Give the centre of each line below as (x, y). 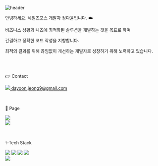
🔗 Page (12, 108)
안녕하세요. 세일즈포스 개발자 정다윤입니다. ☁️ (49, 18)
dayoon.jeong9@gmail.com (39, 88)
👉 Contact (17, 76)
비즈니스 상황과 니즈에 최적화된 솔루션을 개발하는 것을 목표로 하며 (68, 30)
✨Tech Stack (19, 143)
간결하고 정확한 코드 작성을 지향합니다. (42, 40)
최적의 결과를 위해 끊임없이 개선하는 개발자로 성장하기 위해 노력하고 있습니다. (79, 51)
